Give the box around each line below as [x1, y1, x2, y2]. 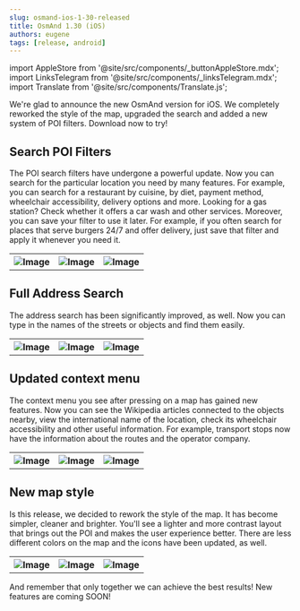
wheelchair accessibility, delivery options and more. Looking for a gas [9, 196, 267, 207]
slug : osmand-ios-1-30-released [9, 13, 130, 22]
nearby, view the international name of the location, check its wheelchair [9, 414, 278, 425]
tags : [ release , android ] [9, 38, 106, 47]
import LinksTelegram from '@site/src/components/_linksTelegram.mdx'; [9, 73, 278, 83]
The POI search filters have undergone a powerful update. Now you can [9, 168, 275, 179]
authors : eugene [9, 30, 70, 39]
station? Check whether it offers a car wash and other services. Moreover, [9, 206, 284, 217]
